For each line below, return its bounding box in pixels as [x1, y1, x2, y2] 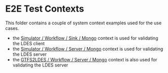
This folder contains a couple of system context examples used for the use [5, 20, 162, 26]
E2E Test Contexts [5, 3, 84, 15]
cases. [5, 25, 19, 31]
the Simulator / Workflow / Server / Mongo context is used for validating [12, 46, 163, 52]
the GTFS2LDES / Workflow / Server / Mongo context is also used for [12, 56, 157, 62]
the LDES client [12, 40, 45, 46]
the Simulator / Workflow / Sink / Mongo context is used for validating [12, 35, 158, 41]
